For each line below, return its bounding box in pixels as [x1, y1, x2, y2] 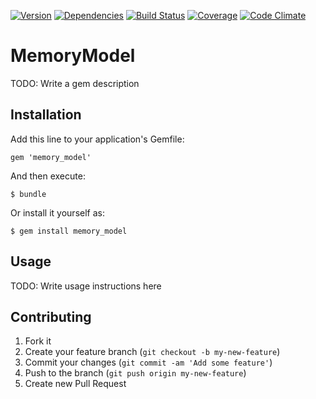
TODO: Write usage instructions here [10, 280, 162, 292]
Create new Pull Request [24, 378, 127, 390]
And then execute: [10, 170, 86, 182]
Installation [10, 106, 82, 124]
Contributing [10, 308, 92, 325]
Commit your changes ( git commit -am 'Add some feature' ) [24, 356, 273, 369]
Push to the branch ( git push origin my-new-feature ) [24, 367, 247, 379]
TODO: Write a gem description [10, 77, 140, 89]
